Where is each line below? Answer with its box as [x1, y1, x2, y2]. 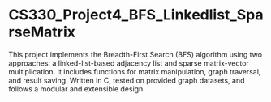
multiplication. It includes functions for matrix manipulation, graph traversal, [8, 66, 261, 76]
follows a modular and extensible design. [8, 83, 146, 94]
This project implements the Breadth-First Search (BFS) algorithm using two [8, 49, 262, 59]
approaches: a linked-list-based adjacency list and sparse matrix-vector [8, 58, 250, 68]
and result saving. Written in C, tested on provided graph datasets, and [8, 75, 245, 85]
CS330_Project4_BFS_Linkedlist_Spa [8, 6, 264, 24]
